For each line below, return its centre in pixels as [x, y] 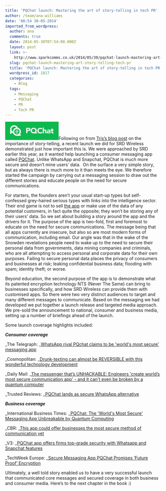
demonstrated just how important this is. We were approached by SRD [77, 149]
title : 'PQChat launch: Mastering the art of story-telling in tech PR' [82, 10]
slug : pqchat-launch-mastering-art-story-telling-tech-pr [71, 63]
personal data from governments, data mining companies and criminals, [78, 248]
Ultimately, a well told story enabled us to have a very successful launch [79, 473]
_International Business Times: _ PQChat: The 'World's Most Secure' [74, 413]
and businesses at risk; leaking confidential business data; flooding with [78, 264]
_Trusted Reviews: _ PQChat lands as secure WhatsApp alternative [72, 394]
